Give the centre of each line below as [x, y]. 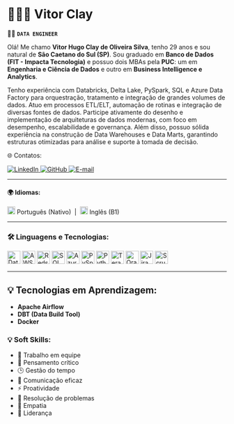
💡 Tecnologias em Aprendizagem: [82, 290]
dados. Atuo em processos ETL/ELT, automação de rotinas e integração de [115, 104]
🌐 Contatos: [24, 155]
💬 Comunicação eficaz [50, 380]
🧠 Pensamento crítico [48, 362]
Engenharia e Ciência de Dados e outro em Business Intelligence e [105, 69]
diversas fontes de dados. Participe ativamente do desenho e [95, 112]
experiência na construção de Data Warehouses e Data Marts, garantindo [112, 134]
